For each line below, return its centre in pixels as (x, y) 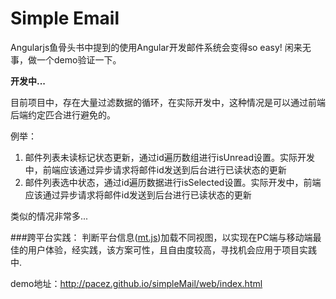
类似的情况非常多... (49, 216)
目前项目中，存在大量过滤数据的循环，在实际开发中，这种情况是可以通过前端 (168, 102)
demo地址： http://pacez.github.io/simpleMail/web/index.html (136, 283)
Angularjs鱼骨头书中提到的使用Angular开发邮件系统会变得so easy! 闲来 (156, 47)
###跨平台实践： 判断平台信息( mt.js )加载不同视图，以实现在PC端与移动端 (161, 237)
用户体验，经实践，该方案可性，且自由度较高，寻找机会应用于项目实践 (172, 249)
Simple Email (65, 18)
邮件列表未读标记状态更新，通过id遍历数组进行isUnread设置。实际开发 (169, 157)
